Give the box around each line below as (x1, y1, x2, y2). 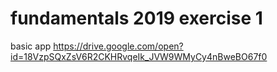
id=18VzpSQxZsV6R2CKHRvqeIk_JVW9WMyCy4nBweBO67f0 (10, 50, 268, 62)
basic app (10, 40, 52, 52)
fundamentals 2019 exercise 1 (10, 7, 263, 30)
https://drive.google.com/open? (53, 40, 184, 52)
